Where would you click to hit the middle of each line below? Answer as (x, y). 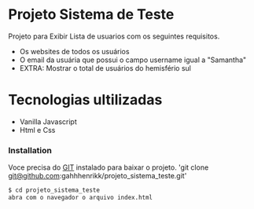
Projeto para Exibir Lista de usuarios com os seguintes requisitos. (114, 36)
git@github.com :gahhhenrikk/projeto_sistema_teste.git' (98, 176)
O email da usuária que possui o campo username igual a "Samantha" (133, 60)
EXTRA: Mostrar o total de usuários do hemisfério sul (105, 68)
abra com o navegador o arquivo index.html (81, 198)
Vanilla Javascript (48, 121)
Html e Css (37, 130)
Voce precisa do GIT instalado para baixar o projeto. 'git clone (109, 167)
